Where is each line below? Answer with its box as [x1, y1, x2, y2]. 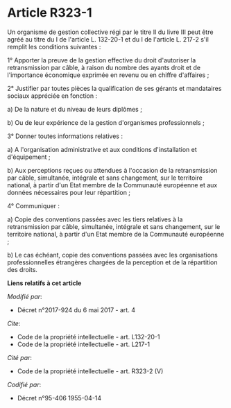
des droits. [7, 265, 38, 273]
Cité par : [7, 353, 33, 362]
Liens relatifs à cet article [7, 279, 82, 287]
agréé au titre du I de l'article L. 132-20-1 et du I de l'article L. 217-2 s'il [7, 35, 209, 43]
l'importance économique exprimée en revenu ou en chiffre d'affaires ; [7, 71, 209, 79]
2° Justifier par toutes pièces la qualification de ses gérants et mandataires [7, 84, 222, 92]
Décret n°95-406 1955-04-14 [17, 393, 102, 402]
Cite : [7, 319, 21, 328]
